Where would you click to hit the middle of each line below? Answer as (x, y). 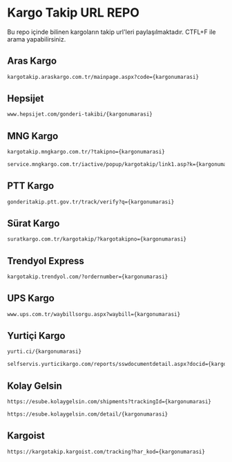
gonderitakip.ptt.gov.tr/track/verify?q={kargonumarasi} (91, 202)
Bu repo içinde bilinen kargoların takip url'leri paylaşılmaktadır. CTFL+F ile (112, 32)
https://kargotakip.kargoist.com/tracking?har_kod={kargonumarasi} (106, 452)
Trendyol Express (46, 261)
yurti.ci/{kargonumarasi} (44, 352)
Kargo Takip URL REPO (74, 13)
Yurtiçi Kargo (36, 336)
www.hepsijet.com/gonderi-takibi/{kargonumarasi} (80, 114)
